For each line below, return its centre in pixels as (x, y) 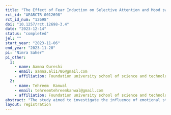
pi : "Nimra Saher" (25, 52)
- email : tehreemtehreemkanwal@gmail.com (59, 90)
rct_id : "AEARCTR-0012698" (34, 15)
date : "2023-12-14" (26, 29)
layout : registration (28, 105)
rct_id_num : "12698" (27, 19)
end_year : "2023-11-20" (31, 48)
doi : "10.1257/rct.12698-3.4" (37, 24)
